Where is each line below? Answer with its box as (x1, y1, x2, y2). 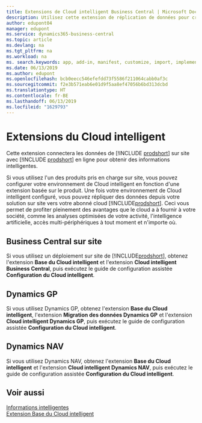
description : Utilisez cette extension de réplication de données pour (6, 14, 189, 20)
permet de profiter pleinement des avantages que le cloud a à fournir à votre (6, 206, 196, 214)
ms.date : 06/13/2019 (6, 64, 58, 71)
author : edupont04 (6, 20, 52, 26)
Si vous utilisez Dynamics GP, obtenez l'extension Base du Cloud (6, 305, 168, 312)
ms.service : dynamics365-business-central (6, 31, 114, 37)
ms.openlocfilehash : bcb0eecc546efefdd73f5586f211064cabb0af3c (6, 76, 168, 82)
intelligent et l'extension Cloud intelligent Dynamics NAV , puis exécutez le (6, 363, 194, 371)
